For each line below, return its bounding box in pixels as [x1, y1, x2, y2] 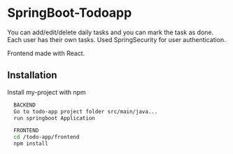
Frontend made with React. [7, 49, 85, 57]
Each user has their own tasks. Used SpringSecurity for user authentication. [7, 35, 226, 43]
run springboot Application [13, 114, 96, 122]
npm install [13, 140, 49, 148]
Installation [7, 69, 57, 81]
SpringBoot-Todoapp [7, 5, 132, 21]
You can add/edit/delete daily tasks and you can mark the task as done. [7, 28, 214, 36]
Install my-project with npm [7, 87, 86, 96]
